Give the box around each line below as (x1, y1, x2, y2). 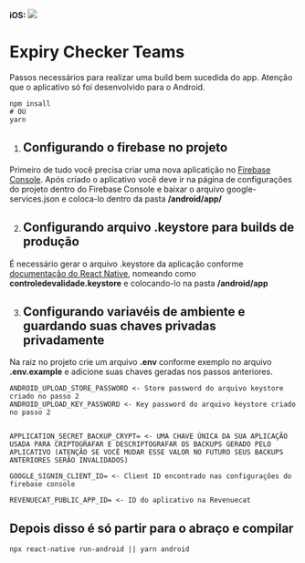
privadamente (22, 332, 105, 348)
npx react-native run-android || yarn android (9, 545, 190, 554)
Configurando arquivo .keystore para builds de (22, 220, 295, 235)
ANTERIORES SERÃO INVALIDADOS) (9, 456, 129, 465)
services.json (9, 193, 60, 204)
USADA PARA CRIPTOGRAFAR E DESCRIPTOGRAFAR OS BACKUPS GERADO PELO (9, 440, 272, 449)
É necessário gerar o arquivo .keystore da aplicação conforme (9, 258, 244, 269)
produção (22, 234, 79, 250)
